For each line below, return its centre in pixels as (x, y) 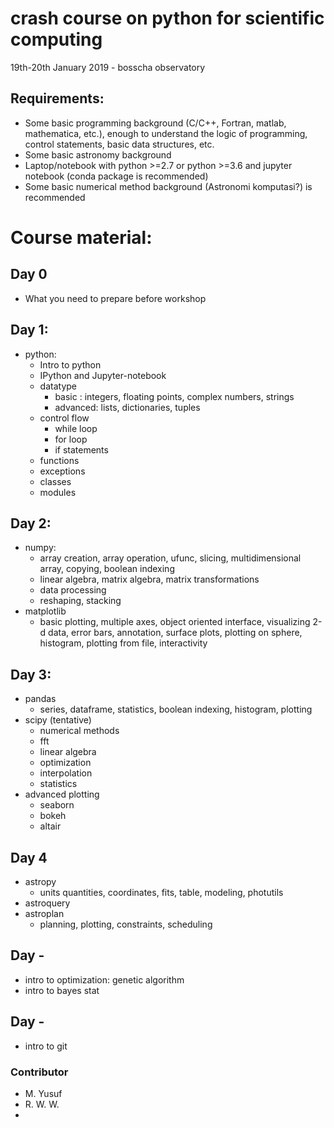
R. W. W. (42, 1104)
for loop (71, 439)
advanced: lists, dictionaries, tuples (127, 407)
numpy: (40, 548)
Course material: (81, 237)
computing (56, 39)
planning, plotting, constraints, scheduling (126, 924)
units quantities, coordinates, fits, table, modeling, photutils (161, 892)
